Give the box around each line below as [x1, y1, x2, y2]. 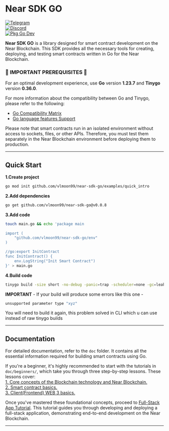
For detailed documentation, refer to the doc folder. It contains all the [5, 348, 147, 354]
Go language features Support [12, 116, 75, 122]
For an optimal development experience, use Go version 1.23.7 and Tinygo [5, 80, 160, 86]
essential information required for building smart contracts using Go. [5, 353, 147, 360]
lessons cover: [5, 374, 36, 380]
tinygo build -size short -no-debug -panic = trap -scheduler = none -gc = [5, 282, 156, 287]
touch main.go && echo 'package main [5, 221, 84, 226]
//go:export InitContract [5, 249, 59, 254]
